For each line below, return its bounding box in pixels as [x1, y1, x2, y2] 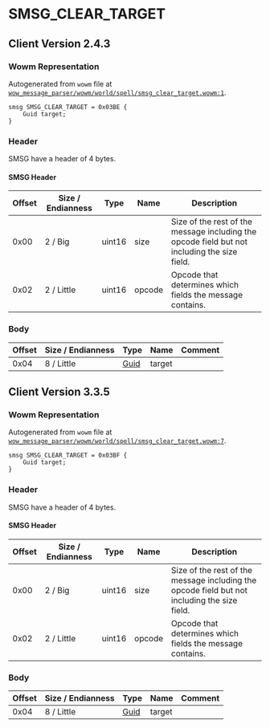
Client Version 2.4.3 [8, 37, 111, 51]
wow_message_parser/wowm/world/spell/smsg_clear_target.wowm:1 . [8, 87, 227, 97]
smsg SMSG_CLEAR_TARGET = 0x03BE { [8, 103, 128, 111]
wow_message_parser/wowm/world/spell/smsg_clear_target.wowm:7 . [8, 436, 227, 445]
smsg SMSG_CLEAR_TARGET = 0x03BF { [8, 451, 128, 460]
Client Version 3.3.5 [8, 385, 110, 399]
